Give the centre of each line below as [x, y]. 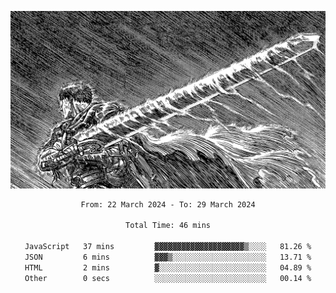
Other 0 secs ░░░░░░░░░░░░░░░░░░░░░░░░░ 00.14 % [168, 278]
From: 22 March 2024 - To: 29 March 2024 [168, 204]
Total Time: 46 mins [168, 226]
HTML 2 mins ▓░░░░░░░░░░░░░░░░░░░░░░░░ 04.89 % [168, 267]
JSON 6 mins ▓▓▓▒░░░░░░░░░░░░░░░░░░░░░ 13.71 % [168, 257]
